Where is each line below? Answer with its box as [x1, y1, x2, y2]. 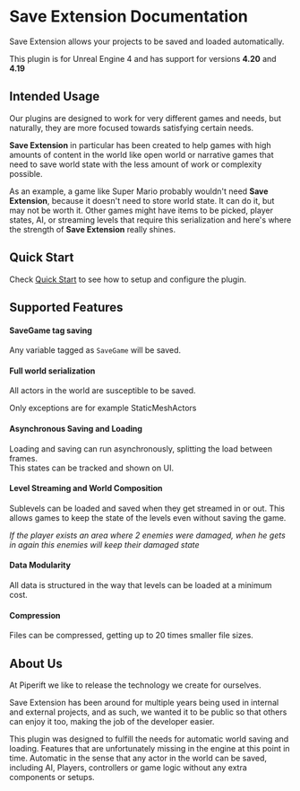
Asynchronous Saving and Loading [9, 423, 143, 434]
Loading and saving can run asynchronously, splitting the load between [9, 443, 273, 454]
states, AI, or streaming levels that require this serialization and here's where [9, 214, 292, 225]
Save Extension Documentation [9, 6, 249, 27]
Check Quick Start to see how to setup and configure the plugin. [9, 274, 247, 285]
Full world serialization [9, 365, 96, 376]
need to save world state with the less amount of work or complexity [9, 159, 262, 170]
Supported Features [9, 299, 124, 315]
